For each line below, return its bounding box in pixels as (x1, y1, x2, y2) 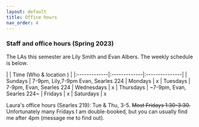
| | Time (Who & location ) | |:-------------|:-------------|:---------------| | (6, 71, 187, 78)
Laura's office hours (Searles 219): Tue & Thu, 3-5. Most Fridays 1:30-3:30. (6, 101, 191, 109)
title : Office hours (6, 14, 58, 20)
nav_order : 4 (6, 20, 39, 26)
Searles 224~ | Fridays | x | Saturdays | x (6, 90, 107, 97)
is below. (6, 59, 28, 66)
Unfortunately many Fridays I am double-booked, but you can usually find (6, 108, 188, 115)
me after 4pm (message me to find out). (6, 114, 105, 121)
